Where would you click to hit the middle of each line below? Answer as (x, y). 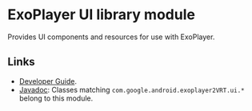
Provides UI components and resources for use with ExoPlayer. (111, 37)
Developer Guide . (48, 81)
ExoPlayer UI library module (101, 15)
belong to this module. (56, 98)
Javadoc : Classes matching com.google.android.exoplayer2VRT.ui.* (132, 89)
